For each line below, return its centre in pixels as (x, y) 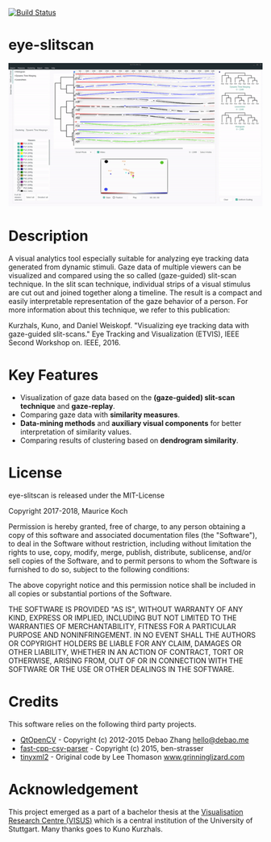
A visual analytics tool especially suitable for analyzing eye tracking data (129, 258)
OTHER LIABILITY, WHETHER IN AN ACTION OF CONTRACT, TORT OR (126, 652)
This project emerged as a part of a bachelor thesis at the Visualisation (126, 811)
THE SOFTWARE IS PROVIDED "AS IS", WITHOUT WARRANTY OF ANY (126, 609)
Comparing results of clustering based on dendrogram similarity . (129, 440)
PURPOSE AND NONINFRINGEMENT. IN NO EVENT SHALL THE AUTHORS (132, 635)
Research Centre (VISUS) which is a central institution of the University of (131, 820)
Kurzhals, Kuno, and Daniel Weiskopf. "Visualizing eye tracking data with (129, 325)
